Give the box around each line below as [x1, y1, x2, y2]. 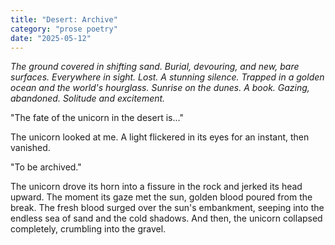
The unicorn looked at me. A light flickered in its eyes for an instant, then [10, 131, 310, 143]
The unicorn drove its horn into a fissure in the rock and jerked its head [10, 181, 303, 193]
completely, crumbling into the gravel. [10, 223, 167, 235]
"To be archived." [10, 161, 82, 173]
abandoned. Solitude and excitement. [10, 92, 166, 105]
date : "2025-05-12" [10, 33, 92, 43]
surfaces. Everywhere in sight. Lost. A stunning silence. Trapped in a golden [10, 71, 325, 83]
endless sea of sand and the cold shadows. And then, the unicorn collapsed [10, 212, 323, 225]
